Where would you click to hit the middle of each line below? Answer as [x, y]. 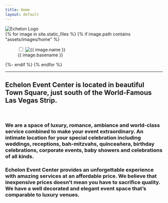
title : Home [17, 10]
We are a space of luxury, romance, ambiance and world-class [82, 125]
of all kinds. [19, 157]
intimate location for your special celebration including [73, 138]
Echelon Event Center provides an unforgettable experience [79, 170]
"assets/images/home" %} [32, 39]
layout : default [22, 14]
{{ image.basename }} [40, 55]
